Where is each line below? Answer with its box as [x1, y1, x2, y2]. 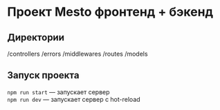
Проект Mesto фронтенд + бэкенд [7, 4, 214, 20]
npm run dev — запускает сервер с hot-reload [7, 95, 140, 103]
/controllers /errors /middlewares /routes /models [7, 49, 148, 58]
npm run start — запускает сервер [7, 87, 110, 96]
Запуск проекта [7, 69, 80, 81]
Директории [7, 32, 64, 43]
